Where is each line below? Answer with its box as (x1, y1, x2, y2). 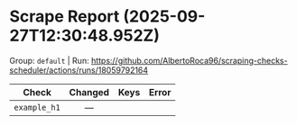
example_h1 (14, 102, 60, 112)
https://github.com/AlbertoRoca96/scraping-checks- (90, 55, 288, 66)
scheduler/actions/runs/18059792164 (9, 65, 149, 76)
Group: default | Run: (9, 55, 89, 66)
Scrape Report (9, 6, 120, 27)
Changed (69, 85, 110, 98)
